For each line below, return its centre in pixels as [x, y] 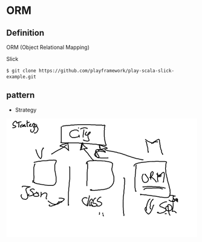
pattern [21, 95]
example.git [21, 77]
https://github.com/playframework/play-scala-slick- [106, 71]
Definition [25, 33]
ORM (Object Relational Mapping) [48, 47]
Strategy [26, 110]
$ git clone [21, 71]
